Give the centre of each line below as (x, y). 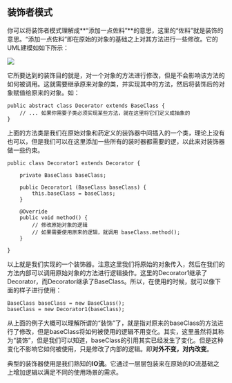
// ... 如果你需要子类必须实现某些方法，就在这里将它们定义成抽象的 (105, 113)
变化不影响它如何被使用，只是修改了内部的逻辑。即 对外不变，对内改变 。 (110, 348)
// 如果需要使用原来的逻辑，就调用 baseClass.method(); (106, 232)
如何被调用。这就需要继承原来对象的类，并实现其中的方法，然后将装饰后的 (113, 84)
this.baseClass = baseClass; (74, 193)
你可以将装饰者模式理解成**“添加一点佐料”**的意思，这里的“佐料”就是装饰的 (115, 30)
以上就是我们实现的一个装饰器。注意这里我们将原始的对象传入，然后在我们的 (116, 264)
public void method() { (54, 217)
